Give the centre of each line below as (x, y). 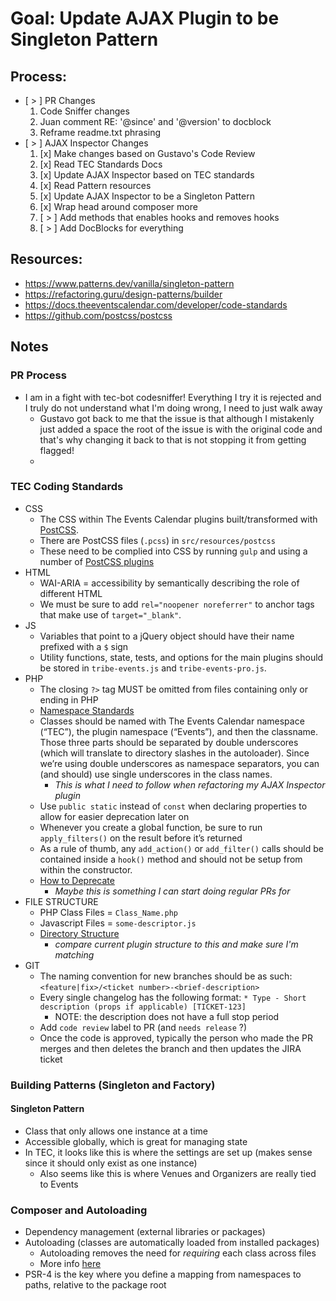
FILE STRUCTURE (61, 901)
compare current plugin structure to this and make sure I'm (176, 944)
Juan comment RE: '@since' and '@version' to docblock (155, 121)
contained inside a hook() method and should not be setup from (171, 859)
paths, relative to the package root (95, 1285)
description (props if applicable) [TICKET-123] (143, 1007)
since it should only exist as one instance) (111, 1163)
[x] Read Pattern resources (95, 185)
